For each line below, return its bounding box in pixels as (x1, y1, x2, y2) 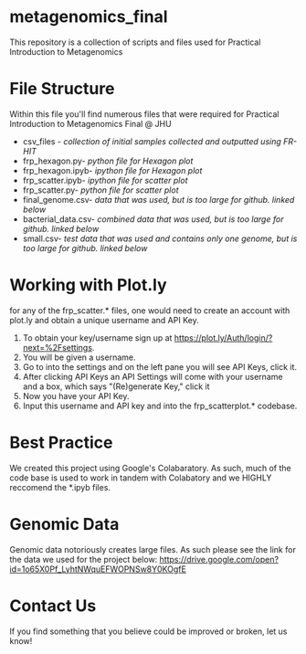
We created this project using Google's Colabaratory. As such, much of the (9, 462, 292, 473)
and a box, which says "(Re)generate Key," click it (22, 381, 210, 392)
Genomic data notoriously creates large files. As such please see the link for (9, 543, 297, 554)
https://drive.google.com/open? (159, 554, 280, 564)
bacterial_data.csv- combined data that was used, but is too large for (22, 213, 284, 225)
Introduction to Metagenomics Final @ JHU (9, 118, 172, 129)
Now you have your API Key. (22, 390, 130, 401)
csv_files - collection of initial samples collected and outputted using (22, 135, 281, 147)
